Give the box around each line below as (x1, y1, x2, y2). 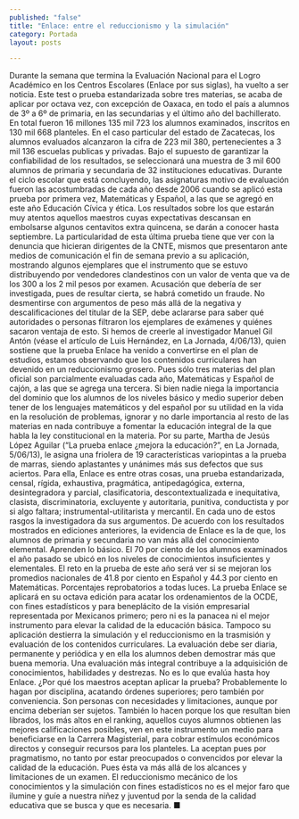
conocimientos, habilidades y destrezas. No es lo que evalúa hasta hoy (9, 667, 270, 678)
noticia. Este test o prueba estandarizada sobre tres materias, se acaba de (9, 89, 283, 100)
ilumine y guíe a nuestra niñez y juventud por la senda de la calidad (9, 790, 257, 801)
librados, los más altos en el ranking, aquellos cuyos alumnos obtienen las (9, 715, 282, 725)
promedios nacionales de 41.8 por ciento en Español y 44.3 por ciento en (9, 573, 278, 583)
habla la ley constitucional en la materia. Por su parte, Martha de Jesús (9, 430, 270, 442)
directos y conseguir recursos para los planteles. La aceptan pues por (9, 743, 267, 754)
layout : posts (9, 37, 62, 47)
